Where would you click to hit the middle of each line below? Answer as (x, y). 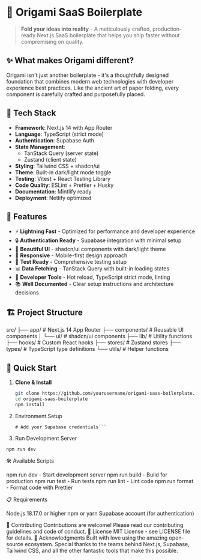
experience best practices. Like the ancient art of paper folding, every (92, 88)
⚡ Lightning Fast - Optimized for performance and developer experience (105, 231)
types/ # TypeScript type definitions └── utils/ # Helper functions (88, 349)
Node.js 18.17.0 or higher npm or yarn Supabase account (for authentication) (100, 513)
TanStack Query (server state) (61, 153)
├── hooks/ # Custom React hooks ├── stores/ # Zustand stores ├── (94, 342)
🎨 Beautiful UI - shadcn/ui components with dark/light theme (90, 249)
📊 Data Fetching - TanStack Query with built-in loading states (92, 269)
